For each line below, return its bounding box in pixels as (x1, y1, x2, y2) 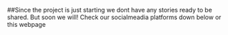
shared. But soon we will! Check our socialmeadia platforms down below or (7, 13, 222, 21)
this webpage (7, 21, 46, 28)
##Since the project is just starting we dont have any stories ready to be (7, 6, 213, 14)
